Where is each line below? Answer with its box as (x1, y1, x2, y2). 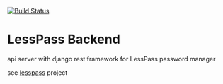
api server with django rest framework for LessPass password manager (7, 54, 216, 63)
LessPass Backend (7, 32, 120, 47)
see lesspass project (7, 68, 68, 77)
